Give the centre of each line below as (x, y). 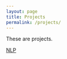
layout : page (22, 11)
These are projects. (29, 39)
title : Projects (26, 17)
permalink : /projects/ (33, 22)
